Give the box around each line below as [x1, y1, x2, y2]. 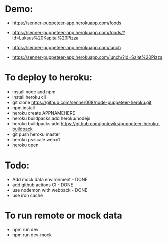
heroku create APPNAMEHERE [12, 110, 76, 116]
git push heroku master [12, 131, 60, 137]
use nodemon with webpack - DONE [12, 187, 88, 193]
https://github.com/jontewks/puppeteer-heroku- [60, 120, 160, 126]
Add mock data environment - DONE [12, 176, 88, 182]
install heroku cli [12, 94, 46, 100]
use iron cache [12, 192, 43, 198]
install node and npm [12, 89, 56, 95]
